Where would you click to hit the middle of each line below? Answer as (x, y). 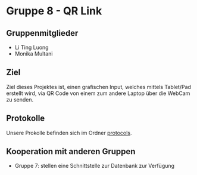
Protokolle (26, 119)
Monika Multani (34, 54)
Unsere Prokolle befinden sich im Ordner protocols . (69, 133)
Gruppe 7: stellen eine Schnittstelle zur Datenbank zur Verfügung (94, 166)
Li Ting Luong (32, 47)
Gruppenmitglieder (42, 33)
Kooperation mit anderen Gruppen (71, 151)
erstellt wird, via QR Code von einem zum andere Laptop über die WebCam (98, 93)
